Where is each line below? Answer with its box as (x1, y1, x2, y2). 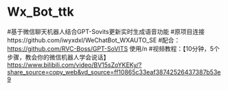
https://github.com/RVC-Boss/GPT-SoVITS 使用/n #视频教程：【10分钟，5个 (7, 44, 220, 52)
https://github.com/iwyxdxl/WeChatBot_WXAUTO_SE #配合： (7, 35, 181, 44)
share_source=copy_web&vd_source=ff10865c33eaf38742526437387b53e (7, 67, 221, 76)
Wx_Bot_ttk (7, 4, 74, 20)
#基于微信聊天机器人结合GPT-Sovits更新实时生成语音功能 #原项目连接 (7, 27, 205, 35)
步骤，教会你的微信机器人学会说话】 (7, 52, 110, 61)
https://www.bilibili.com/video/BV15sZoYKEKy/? (7, 61, 142, 69)
